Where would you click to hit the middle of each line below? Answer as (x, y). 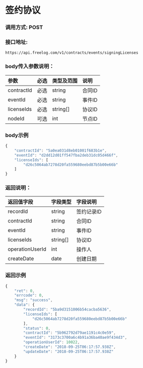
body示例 (17, 135)
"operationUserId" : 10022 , (52, 342)
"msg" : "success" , (33, 300)
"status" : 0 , (37, 328)
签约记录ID (89, 212)
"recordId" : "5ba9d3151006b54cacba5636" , (67, 310)
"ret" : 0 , (25, 291)
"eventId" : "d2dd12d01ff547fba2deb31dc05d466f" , (66, 155)
